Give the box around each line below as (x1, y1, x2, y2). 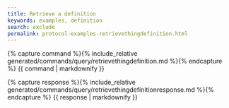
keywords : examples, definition (7, 17, 102, 24)
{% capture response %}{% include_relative (7, 78, 136, 87)
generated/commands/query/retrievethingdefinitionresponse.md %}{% (7, 85, 214, 94)
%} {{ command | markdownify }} (7, 64, 105, 73)
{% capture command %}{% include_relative (7, 49, 138, 58)
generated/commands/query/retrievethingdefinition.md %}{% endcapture (7, 57, 223, 66)
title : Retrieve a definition (7, 10, 97, 18)
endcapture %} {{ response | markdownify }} (7, 93, 138, 102)
